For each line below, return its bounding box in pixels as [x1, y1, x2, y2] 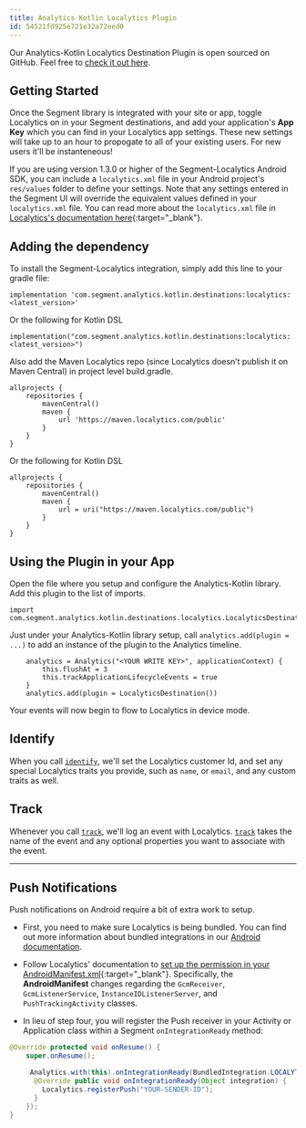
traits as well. [9, 775, 59, 785]
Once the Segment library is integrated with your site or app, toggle [9, 107, 262, 119]
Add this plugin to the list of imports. [9, 587, 146, 598]
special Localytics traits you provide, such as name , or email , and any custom [9, 764, 296, 776]
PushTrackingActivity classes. [22, 997, 138, 1009]
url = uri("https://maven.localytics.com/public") [57, 505, 255, 514]
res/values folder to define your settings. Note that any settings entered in [9, 184, 289, 195]
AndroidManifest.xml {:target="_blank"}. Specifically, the [22, 969, 234, 980]
